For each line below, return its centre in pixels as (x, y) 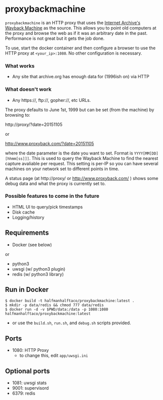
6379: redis (24, 393)
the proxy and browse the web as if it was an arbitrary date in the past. (76, 33)
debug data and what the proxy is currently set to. (56, 184)
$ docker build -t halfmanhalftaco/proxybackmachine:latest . (70, 301)
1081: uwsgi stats (29, 383)
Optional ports (27, 371)
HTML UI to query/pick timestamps (47, 207)
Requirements (27, 233)
